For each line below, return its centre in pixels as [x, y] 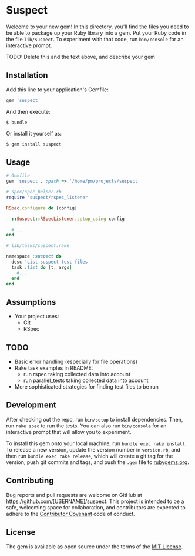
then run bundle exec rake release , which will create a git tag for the [90, 456]
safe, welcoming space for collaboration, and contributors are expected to [96, 507]
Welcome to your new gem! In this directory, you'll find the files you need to [97, 27]
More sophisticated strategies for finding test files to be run [86, 387]
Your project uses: [37, 317]
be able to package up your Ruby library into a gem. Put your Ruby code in [96, 32]
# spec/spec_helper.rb [34, 192]
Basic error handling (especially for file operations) [76, 362]
